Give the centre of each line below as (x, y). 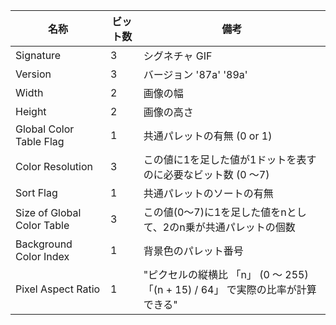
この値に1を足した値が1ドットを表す (230, 159)
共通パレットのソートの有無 (208, 193)
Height (31, 111)
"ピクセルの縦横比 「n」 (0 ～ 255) (226, 274)
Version (33, 74)
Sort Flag (36, 192)
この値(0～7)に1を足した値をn (215, 212)
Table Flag (40, 141)
